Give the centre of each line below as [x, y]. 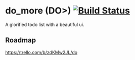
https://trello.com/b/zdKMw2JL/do [41, 52]
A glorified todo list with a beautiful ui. [45, 24]
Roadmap [21, 40]
